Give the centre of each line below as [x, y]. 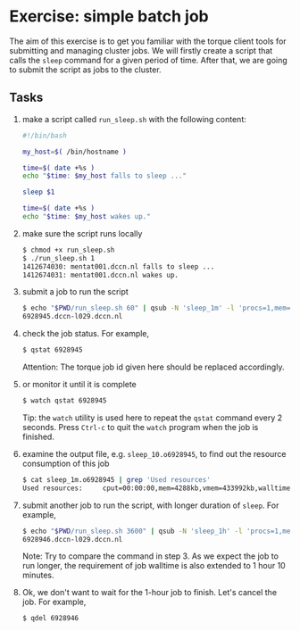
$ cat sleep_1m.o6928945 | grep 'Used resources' [117, 479]
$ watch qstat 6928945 [64, 401]
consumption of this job [66, 463]
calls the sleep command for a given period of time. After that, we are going [148, 60]
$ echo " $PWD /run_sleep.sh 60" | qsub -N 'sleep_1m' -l [128, 308]
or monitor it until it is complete [79, 384]
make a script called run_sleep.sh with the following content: [134, 119]
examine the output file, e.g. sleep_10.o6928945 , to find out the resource [154, 453]
